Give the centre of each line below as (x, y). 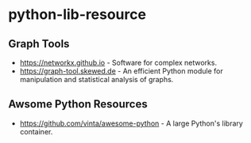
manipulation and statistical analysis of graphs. (97, 79)
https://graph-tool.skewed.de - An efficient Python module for (122, 71)
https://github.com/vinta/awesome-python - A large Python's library (131, 123)
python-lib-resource (77, 15)
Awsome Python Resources (78, 104)
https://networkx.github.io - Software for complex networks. (118, 62)
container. (36, 131)
